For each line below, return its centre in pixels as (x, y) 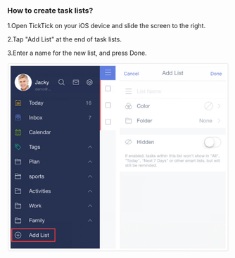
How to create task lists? (50, 11)
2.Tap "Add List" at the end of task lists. (64, 39)
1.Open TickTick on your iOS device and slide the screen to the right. (107, 26)
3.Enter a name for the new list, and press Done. (77, 53)
